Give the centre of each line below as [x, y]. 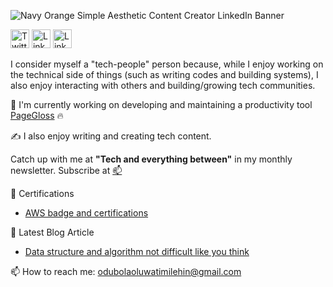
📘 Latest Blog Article [52, 232]
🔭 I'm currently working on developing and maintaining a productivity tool [161, 104]
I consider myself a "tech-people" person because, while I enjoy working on [167, 64]
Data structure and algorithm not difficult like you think [137, 251]
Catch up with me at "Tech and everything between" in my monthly [151, 159]
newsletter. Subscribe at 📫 [66, 170]
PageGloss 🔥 [37, 115]
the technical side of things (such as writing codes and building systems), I [164, 74]
